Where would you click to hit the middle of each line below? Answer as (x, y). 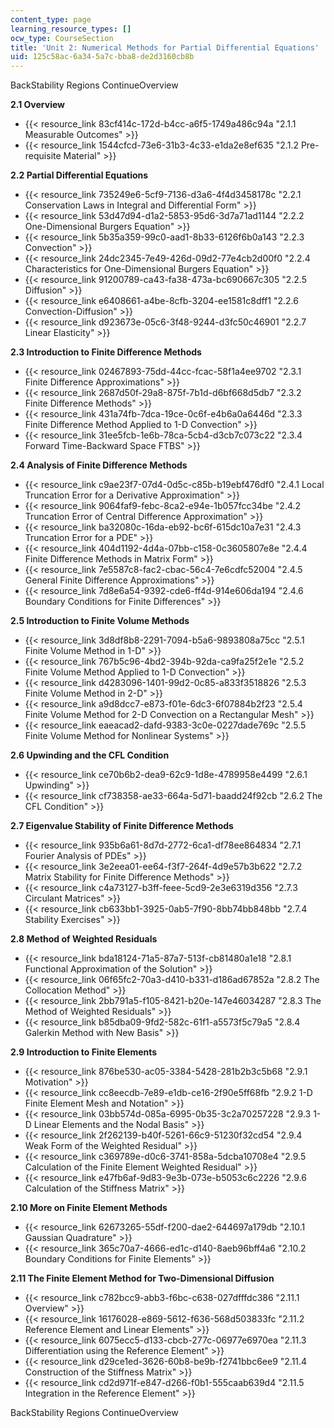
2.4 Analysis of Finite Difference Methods (99, 465)
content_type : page (51, 19)
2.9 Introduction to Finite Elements (84, 1052)
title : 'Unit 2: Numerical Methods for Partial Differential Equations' (165, 47)
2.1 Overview (38, 105)
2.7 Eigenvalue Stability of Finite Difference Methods (122, 826)
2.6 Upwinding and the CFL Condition (90, 755)
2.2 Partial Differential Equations (79, 175)
